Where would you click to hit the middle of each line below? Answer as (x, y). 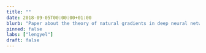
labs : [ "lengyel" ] (30, 35)
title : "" (19, 12)
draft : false (23, 40)
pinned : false (25, 29)
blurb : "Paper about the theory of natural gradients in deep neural (97, 23)
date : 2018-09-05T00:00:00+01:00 (49, 18)
